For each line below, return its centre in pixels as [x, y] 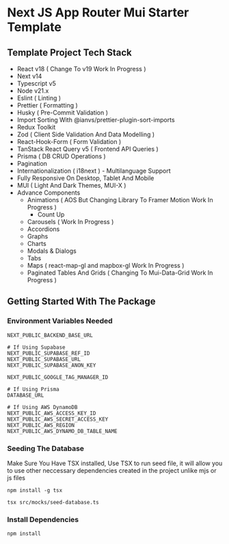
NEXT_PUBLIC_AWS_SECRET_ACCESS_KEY [58, 419]
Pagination [32, 163]
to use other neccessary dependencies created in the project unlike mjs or [112, 470]
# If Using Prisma [33, 389]
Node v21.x [33, 91]
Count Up [51, 214]
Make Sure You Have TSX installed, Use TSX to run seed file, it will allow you [115, 463]
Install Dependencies [43, 519]
